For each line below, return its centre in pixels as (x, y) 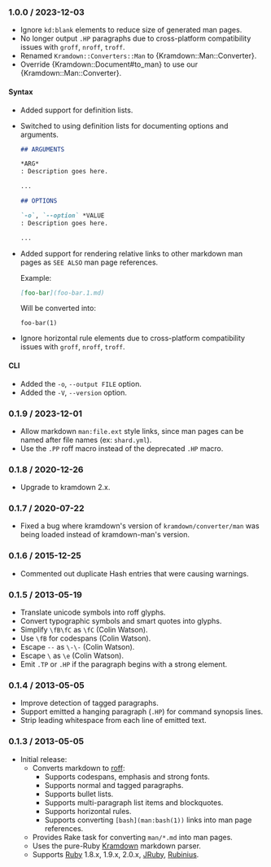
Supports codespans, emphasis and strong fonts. (127, 777)
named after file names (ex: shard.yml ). (86, 440)
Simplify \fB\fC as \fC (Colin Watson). (84, 630)
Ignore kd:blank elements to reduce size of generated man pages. (131, 30)
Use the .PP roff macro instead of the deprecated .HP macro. (122, 448)
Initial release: (44, 759)
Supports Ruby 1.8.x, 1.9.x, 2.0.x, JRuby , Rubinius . (116, 854)
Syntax (21, 91)
